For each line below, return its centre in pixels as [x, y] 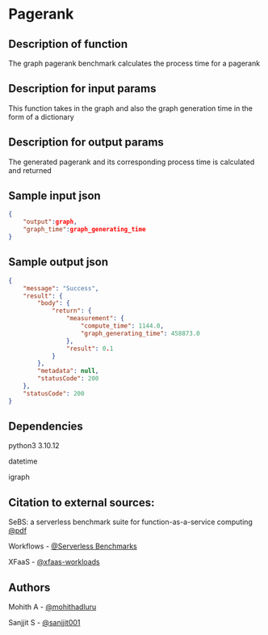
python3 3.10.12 [34, 446]
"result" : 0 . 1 [90, 349]
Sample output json [59, 262]
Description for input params [82, 89]
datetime [23, 461]
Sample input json [54, 196]
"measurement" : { [95, 319]
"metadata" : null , [68, 371]
